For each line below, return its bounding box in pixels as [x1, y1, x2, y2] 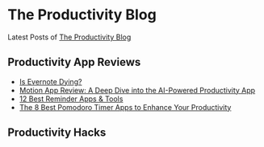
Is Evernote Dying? [19, 76, 82, 86]
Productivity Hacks [7, 126, 107, 140]
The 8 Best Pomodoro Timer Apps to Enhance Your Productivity [19, 102, 232, 112]
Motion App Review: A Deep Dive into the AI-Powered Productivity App [19, 85, 256, 95]
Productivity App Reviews [7, 55, 141, 69]
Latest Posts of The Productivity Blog [7, 32, 132, 42]
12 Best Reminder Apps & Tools [19, 94, 124, 104]
